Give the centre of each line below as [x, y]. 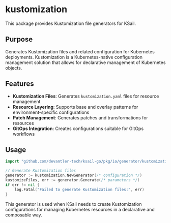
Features [20, 84]
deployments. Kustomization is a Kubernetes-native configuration [74, 57]
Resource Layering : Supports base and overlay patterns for [75, 107]
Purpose [19, 39]
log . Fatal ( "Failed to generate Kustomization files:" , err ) [79, 189]
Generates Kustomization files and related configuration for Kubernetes [80, 51]
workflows [24, 134]
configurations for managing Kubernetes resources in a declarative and [80, 209]
